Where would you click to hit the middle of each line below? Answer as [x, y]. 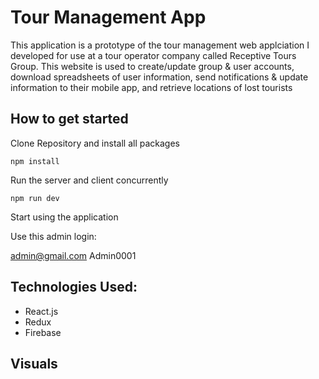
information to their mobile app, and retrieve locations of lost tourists [151, 87]
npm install [35, 161]
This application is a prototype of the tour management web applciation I [160, 45]
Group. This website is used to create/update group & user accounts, [152, 66]
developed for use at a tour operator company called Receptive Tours [153, 55]
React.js [41, 311]
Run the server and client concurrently [89, 180]
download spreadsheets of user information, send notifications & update [159, 77]
